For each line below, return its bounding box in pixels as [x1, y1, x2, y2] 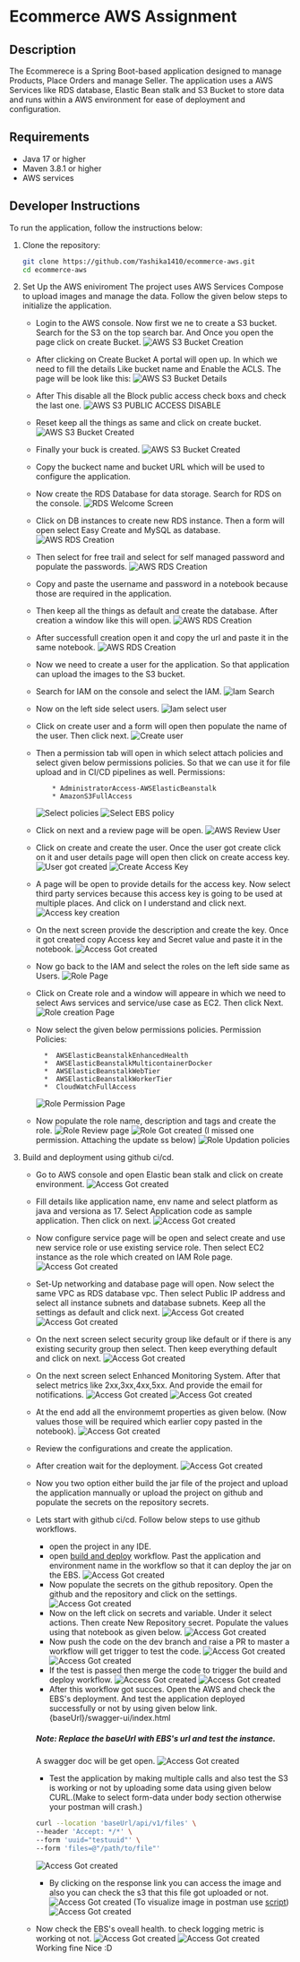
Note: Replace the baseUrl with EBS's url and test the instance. [35, 1733, 276, 1743]
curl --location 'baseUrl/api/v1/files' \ [35, 1819, 197, 1829]
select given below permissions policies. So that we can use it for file [35, 757, 291, 768]
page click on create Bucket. [35, 337, 141, 348]
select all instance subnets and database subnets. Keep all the [35, 1297, 266, 1309]
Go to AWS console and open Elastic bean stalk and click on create [35, 1169, 284, 1180]
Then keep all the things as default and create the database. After [35, 606, 279, 616]
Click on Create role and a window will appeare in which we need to [35, 988, 287, 999]
